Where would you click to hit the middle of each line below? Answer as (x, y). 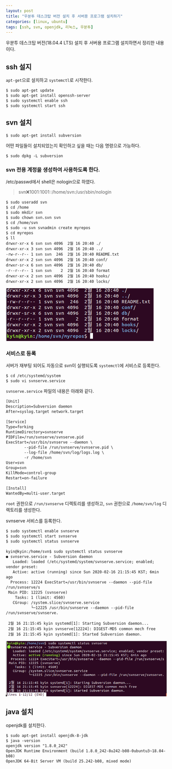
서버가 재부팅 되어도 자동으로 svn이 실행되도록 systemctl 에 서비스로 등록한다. (83, 366)
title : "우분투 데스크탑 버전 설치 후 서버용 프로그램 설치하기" (64, 16)
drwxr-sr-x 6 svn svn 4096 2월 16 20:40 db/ (55, 265)
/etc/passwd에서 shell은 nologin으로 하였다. (51, 182)
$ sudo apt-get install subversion (44, 135)
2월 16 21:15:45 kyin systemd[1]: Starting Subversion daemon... (78, 624)
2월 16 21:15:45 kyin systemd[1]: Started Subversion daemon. (75, 635)
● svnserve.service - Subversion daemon (50, 557)
